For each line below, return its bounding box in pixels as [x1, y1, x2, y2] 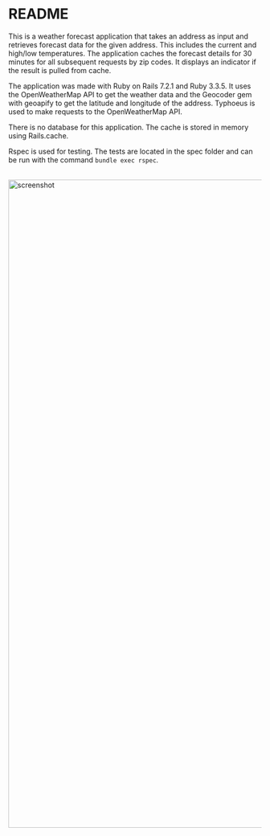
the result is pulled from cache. [8, 65, 112, 75]
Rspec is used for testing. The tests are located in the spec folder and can [8, 146, 253, 156]
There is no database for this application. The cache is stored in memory [8, 122, 249, 132]
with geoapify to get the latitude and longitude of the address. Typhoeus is [8, 98, 256, 108]
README [8, 5, 69, 23]
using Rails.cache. [8, 130, 69, 141]
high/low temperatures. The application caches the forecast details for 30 [8, 48, 252, 58]
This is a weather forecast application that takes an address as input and [8, 31, 249, 41]
